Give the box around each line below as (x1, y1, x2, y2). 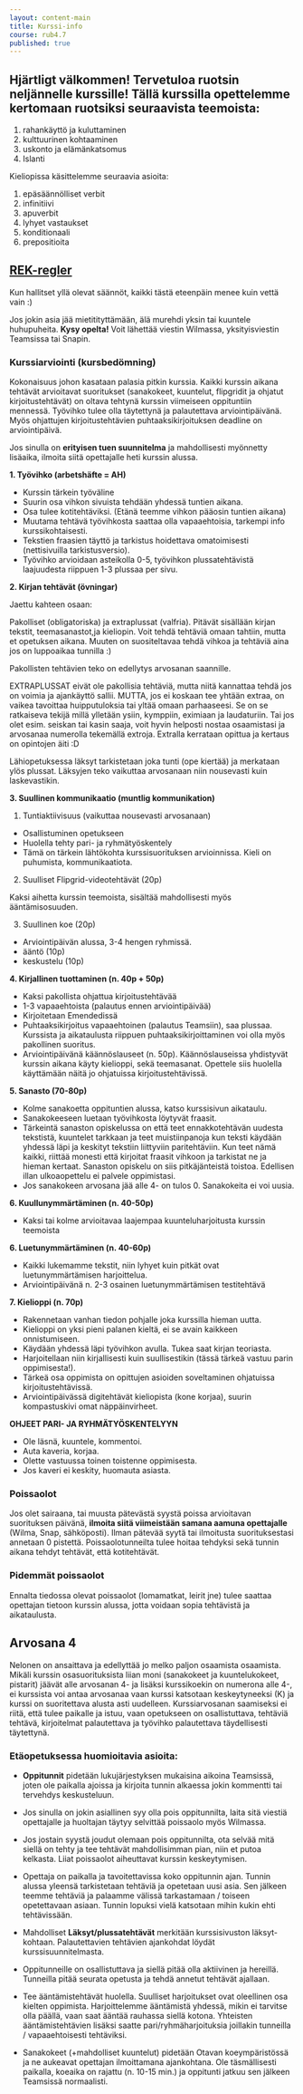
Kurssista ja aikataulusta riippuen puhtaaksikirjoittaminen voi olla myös (22, 1029, 286, 1040)
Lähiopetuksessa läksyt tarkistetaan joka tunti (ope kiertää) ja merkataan (9, 756, 280, 767)
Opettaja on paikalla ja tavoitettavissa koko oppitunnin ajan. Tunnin (22, 1870, 271, 1881)
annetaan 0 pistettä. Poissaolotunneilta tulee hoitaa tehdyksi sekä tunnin (9, 1537, 279, 1548)
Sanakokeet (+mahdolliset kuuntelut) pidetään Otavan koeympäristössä (22, 2047, 289, 2058)
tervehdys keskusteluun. (22, 1789, 115, 1800)
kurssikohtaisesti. (22, 526, 89, 536)
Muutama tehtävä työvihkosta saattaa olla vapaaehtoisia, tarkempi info (22, 516, 285, 526)
